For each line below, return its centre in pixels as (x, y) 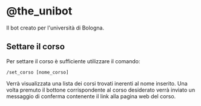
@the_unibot (39, 11)
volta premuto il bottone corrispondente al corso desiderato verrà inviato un (101, 90)
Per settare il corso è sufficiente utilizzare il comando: (73, 61)
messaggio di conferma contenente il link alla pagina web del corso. (91, 96)
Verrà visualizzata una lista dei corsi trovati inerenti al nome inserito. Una (97, 83)
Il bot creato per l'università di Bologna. (55, 28)
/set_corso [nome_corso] (38, 72)
